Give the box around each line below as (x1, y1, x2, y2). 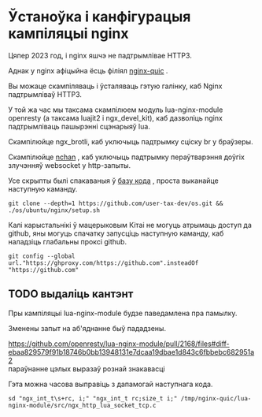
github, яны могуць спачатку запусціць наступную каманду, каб (8, 229, 224, 238)
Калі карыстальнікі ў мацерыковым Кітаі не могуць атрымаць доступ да (8, 220, 252, 229)
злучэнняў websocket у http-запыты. (8, 160, 131, 169)
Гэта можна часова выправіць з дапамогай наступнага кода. (8, 379, 213, 389)
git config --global (8, 252, 76, 260)
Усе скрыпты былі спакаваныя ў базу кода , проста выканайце (8, 176, 219, 185)
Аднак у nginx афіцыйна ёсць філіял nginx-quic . (8, 65, 168, 75)
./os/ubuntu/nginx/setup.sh (8, 206, 101, 214)
